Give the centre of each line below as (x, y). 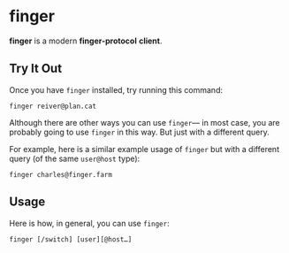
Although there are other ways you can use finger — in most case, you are (144, 122)
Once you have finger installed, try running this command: (116, 89)
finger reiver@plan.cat (53, 106)
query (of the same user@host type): (75, 158)
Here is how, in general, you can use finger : (89, 223)
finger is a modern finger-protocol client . (86, 41)
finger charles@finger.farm (61, 174)
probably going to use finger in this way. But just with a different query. (139, 132)
